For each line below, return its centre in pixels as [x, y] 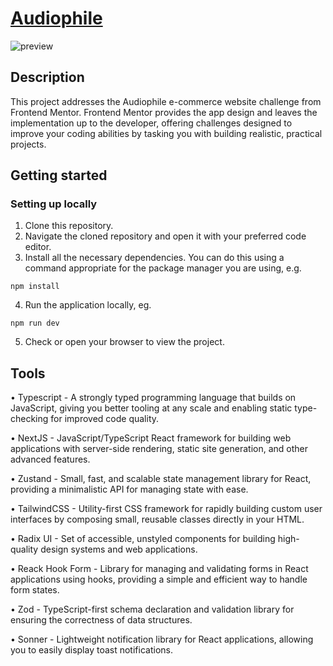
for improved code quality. [105, 419]
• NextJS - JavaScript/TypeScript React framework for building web [151, 438]
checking [29, 419]
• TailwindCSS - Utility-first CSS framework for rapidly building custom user [166, 509]
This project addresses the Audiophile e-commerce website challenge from [166, 101]
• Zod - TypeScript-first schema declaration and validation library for [152, 609]
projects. [28, 144]
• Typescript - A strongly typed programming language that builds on [153, 398]
